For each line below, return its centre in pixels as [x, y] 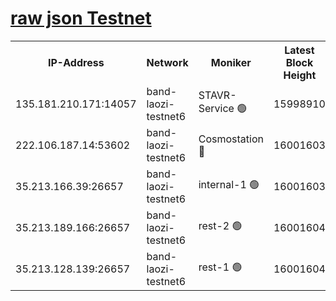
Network [167, 62]
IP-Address [76, 62]
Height [300, 75]
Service [216, 109]
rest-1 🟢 [220, 267]
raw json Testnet [81, 18]
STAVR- [217, 95]
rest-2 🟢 [220, 226]
